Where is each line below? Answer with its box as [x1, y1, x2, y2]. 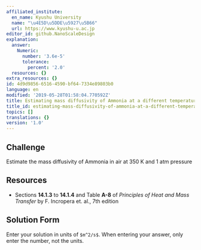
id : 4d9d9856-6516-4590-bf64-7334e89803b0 [6, 81, 114, 87]
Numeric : [17, 48, 39, 54]
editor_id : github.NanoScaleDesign [6, 31, 95, 37]
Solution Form [6, 215, 60, 225]
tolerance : [22, 59, 50, 65]
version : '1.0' [6, 120, 44, 126]
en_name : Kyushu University [11, 14, 82, 20]
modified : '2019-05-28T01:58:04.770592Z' [6, 92, 111, 98]
